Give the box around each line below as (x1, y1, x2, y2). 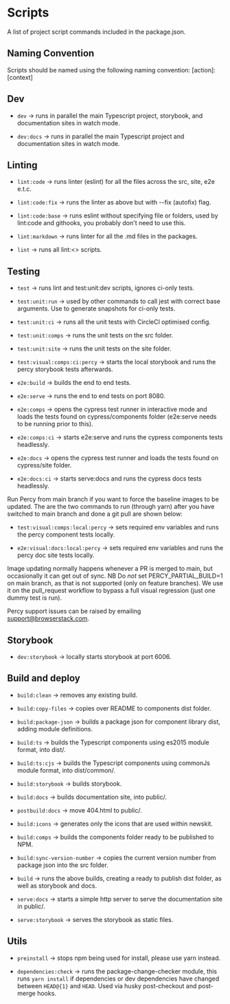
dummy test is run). (7, 594, 62, 602)
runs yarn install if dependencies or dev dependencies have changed (16, 974, 220, 983)
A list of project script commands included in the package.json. (7, 28, 186, 36)
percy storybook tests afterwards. (16, 365, 113, 373)
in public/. (16, 902, 46, 910)
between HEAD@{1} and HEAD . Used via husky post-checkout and (16, 981, 197, 990)
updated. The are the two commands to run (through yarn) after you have (7, 503, 215, 511)
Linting (7, 159, 38, 171)
